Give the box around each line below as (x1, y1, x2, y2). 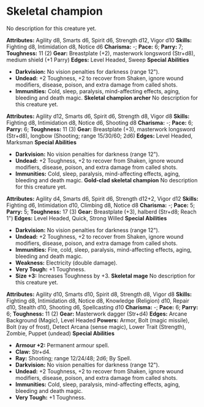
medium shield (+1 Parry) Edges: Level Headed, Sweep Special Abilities (6, 56, 189, 63)
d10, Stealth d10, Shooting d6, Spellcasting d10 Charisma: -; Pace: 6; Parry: (6, 303, 198, 311)
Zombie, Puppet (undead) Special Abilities (6, 330, 115, 337)
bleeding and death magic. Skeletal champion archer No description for (15, 94, 198, 101)
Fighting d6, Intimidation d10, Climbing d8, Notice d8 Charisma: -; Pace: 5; (6, 201, 195, 209)
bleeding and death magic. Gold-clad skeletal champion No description (15, 176, 198, 184)
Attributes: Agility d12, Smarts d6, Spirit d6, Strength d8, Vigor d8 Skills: (6, 112, 190, 120)
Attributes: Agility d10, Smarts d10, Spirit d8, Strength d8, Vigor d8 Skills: (6, 290, 192, 298)
